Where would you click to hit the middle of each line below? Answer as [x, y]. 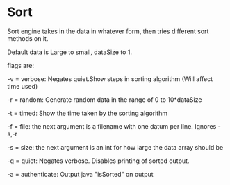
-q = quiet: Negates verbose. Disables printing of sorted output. [98, 161]
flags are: [21, 65]
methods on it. [28, 38]
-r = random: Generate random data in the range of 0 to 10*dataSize [105, 99]
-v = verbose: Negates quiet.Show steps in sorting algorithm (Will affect [110, 79]
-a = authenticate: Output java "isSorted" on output [81, 174]
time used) [23, 86]
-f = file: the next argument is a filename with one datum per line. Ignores [112, 126]
